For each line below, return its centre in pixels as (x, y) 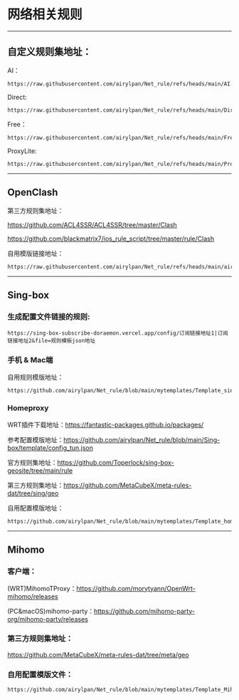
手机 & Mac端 (30, 360)
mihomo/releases (33, 596)
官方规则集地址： (32, 462)
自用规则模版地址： (36, 377)
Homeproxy (28, 408)
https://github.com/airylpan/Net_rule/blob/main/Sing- (142, 439)
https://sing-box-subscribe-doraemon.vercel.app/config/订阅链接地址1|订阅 (118, 333)
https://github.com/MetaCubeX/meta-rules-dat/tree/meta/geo (99, 654)
